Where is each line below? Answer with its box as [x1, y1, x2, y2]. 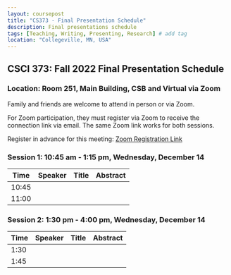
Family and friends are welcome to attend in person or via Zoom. [7, 99, 195, 108]
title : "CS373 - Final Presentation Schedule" [7, 17, 146, 24]
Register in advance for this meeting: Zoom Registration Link [7, 135, 183, 143]
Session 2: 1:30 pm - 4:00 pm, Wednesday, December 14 [7, 215, 206, 225]
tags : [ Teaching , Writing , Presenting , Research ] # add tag [7, 30, 188, 37]
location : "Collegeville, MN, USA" [7, 37, 112, 44]
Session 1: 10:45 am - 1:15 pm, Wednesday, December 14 [7, 152, 205, 162]
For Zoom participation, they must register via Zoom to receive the [7, 114, 200, 122]
